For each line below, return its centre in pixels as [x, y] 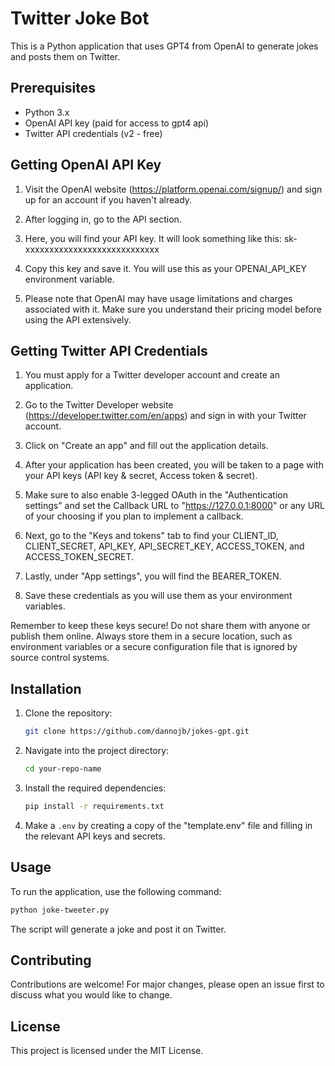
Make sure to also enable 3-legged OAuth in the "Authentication [156, 495]
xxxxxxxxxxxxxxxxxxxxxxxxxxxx [92, 249]
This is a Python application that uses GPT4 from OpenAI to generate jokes [164, 46]
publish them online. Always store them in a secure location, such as [151, 636]
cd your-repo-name [63, 769]
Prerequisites [53, 88]
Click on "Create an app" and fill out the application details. [146, 446]
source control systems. [60, 658]
